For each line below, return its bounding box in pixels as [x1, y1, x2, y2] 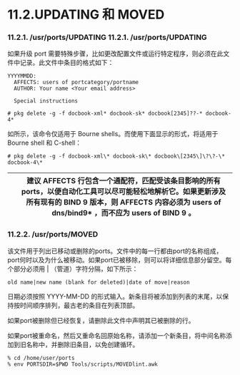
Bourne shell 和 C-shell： [7, 138, 82, 147]
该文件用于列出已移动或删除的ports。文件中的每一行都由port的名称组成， [7, 247, 223, 255]
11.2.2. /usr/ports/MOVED [7, 230, 99, 240]
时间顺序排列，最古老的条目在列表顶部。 [19, 301, 139, 309]
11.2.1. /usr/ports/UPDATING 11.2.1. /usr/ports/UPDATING [7, 33, 207, 43]
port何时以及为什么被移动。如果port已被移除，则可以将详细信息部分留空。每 [7, 255, 232, 264]
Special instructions [14, 98, 79, 105]
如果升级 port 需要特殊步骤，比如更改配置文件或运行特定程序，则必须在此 [7, 49, 224, 58]
